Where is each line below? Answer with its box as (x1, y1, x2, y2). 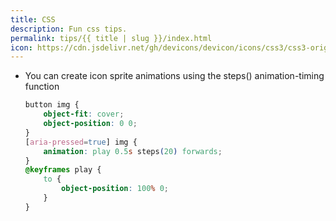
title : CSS (10, 14, 56, 25)
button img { (24, 100, 80, 110)
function (24, 81, 60, 93)
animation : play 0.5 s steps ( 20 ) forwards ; (43, 146, 223, 156)
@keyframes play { (24, 165, 102, 175)
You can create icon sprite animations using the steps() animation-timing (24, 70, 325, 82)
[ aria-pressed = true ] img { (24, 137, 138, 147)
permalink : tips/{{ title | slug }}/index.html (10, 33, 213, 43)
